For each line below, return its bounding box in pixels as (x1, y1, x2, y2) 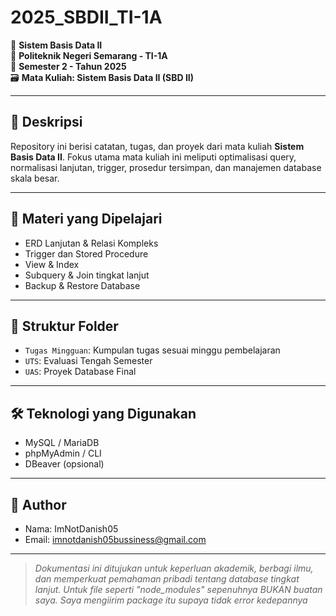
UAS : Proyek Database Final (24, 366, 137, 378)
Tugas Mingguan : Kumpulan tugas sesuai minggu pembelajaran (24, 344, 281, 356)
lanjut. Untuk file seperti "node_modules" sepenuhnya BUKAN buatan (34, 584, 323, 595)
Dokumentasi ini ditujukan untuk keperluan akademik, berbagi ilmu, (34, 562, 314, 574)
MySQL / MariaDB (24, 437, 100, 449)
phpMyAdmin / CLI (24, 447, 102, 460)
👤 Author (10, 496, 67, 513)
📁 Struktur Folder (10, 317, 119, 335)
